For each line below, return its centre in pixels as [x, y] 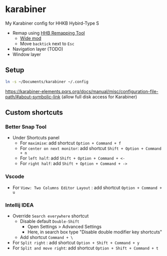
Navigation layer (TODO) [38, 49]
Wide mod [31, 38]
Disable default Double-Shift [50, 221]
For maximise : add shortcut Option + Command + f [70, 143]
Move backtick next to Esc [47, 43]
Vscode [15, 177]
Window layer [27, 54]
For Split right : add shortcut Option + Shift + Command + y [76, 242]
